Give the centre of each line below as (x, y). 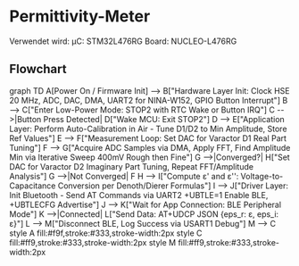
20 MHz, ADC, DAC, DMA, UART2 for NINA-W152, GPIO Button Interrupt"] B (149, 100)
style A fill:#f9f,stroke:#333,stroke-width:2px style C (106, 233)
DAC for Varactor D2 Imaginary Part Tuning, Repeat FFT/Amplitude (132, 166)
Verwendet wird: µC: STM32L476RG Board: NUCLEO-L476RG (123, 41)
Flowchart (38, 69)
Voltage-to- (262, 176)
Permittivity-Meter (80, 17)
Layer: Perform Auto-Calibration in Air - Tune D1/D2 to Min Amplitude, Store (148, 129)
